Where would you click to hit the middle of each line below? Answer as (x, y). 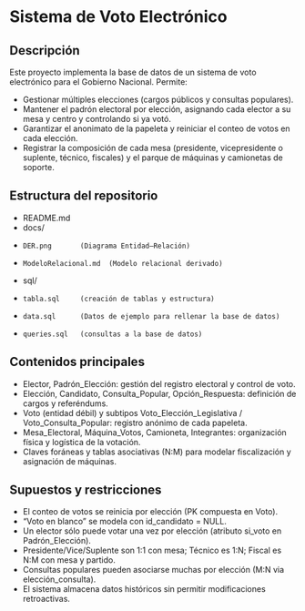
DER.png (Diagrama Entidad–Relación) (107, 246)
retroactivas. (46, 599)
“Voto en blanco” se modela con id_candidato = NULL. (125, 522)
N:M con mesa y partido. (69, 560)
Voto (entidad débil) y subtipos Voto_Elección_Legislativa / (132, 412)
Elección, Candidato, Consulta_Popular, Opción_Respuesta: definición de (159, 393)
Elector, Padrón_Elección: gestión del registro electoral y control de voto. (159, 383)
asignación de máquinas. (69, 461)
